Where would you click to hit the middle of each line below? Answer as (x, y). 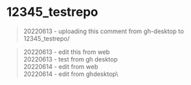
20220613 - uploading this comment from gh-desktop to (103, 31)
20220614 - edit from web (61, 66)
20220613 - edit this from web (67, 52)
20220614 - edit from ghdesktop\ (71, 74)
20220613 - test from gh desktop (70, 59)
